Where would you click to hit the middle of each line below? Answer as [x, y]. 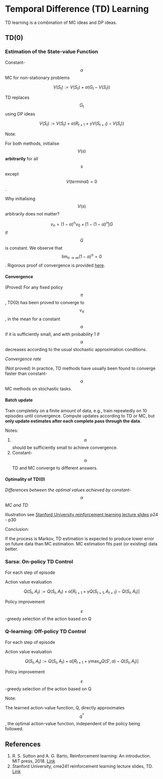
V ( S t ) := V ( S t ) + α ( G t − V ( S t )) [82, 88]
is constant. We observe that [34, 248]
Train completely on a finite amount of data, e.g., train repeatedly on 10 [76, 411]
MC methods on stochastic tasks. [38, 389]
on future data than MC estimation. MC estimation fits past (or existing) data [81, 544]
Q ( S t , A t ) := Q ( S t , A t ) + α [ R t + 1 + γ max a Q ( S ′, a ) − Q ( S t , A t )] [82, 662]
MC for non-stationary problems [37, 78]
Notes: [12, 430]
